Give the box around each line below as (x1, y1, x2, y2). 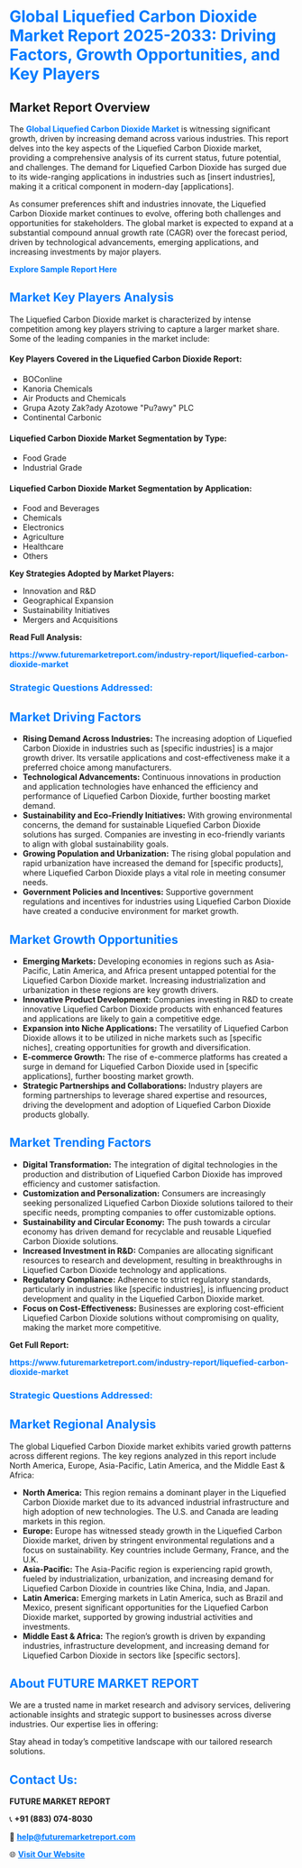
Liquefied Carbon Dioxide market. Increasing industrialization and (22, 975, 266, 985)
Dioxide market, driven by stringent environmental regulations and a (22, 1534, 275, 1545)
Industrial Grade (22, 462, 83, 473)
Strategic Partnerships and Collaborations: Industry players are (22, 1080, 263, 1091)
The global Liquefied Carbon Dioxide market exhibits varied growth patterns (9, 1441, 291, 1451)
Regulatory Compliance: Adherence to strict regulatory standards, (22, 1274, 271, 1285)
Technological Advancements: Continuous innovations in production (22, 772, 281, 783)
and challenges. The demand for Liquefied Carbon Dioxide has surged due (9, 162, 287, 172)
